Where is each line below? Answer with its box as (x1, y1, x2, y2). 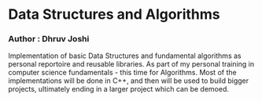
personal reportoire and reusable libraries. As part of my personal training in (8, 60, 254, 69)
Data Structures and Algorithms (8, 5, 220, 23)
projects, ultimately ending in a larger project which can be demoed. (8, 85, 230, 94)
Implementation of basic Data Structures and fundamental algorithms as (8, 51, 242, 60)
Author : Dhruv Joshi (8, 34, 90, 45)
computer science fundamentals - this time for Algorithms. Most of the (8, 68, 238, 78)
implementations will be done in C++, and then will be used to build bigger (8, 76, 249, 85)
